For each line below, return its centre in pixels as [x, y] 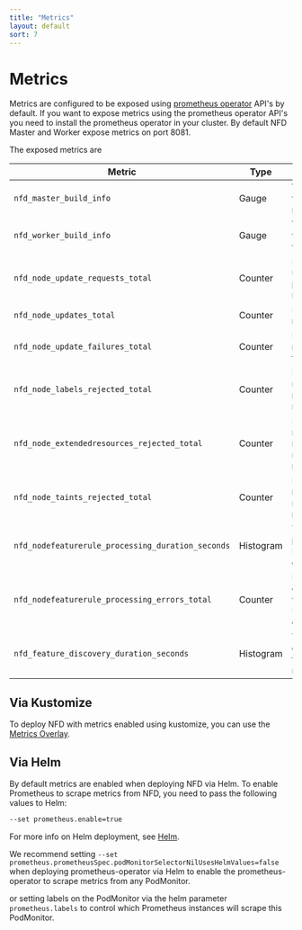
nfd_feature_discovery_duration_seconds [101, 654]
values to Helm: [38, 802]
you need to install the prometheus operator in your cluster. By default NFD [148, 123]
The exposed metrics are [56, 150]
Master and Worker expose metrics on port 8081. [100, 132]
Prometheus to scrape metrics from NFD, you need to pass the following [143, 793]
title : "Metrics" [42, 18]
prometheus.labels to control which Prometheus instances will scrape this [146, 908]
